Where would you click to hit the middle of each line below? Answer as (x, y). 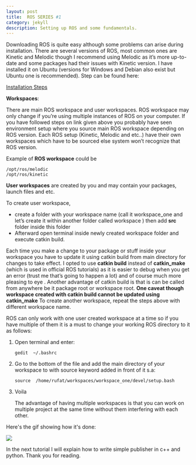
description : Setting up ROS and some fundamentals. (72, 28)
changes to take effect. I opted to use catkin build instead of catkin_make (96, 263)
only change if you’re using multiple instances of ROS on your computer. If (96, 116)
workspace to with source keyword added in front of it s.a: (85, 370)
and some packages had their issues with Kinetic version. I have (95, 63)
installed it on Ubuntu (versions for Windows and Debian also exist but (91, 70)
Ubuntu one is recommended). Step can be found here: (73, 76)
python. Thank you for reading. (43, 456)
